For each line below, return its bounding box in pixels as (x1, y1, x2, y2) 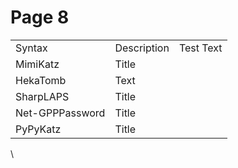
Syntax (15, 41, 48, 55)
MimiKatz (15, 57, 60, 71)
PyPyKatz (15, 122, 62, 136)
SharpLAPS (15, 89, 70, 103)
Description (114, 41, 170, 55)
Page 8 (10, 6, 70, 29)
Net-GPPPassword (15, 106, 106, 120)
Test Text (178, 41, 223, 55)
